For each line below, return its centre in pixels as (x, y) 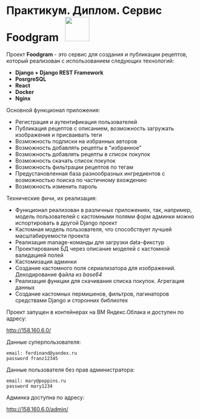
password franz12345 (32, 358)
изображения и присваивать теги (58, 135)
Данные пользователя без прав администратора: (71, 370)
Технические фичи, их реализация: (52, 198)
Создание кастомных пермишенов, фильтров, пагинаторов (92, 294)
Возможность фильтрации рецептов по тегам (74, 167)
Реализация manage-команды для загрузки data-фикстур (90, 242)
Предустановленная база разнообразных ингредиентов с (90, 173)
